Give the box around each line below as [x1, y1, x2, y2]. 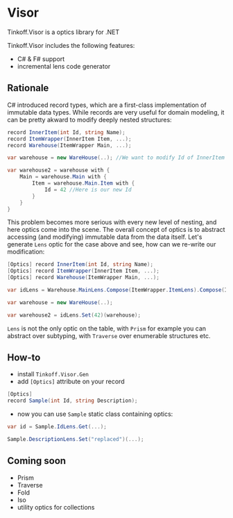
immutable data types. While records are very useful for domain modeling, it [7, 108, 225, 116]
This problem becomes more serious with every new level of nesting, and [7, 218, 217, 226]
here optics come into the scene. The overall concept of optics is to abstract [7, 226, 225, 234]
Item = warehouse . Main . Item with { [32, 180, 135, 187]
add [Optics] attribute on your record [17, 377, 125, 386]
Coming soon [7, 455, 67, 467]
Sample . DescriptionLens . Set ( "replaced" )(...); [7, 436, 144, 443]
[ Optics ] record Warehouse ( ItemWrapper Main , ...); [7, 274, 159, 281]
